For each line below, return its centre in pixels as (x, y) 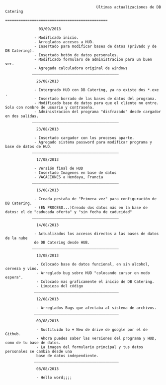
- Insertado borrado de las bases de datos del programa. (95, 99)
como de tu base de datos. (33, 343)
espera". (14, 277)
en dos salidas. (22, 116)
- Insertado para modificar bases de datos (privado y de (95, 46)
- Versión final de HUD (59, 168)
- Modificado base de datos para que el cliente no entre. (96, 103)
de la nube (16, 238)
